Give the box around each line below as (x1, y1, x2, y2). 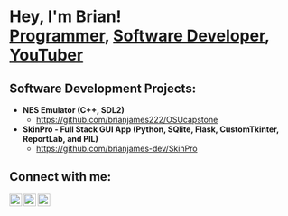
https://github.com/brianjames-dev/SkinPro (35, 143, 198, 154)
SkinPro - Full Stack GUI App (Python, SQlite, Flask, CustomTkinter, (22, 124, 280, 135)
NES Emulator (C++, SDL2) (22, 105, 125, 115)
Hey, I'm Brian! (9, 6, 122, 27)
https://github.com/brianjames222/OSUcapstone (35, 115, 218, 125)
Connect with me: (9, 169, 112, 184)
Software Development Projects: (9, 80, 197, 96)
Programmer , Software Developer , (9, 25, 270, 46)
